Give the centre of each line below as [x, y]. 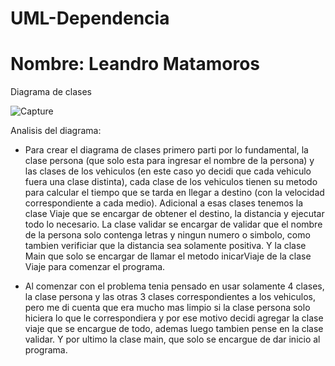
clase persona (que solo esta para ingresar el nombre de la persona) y [169, 161]
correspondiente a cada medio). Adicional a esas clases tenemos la [164, 203]
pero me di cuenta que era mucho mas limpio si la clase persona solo [167, 308]
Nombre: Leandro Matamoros [135, 64]
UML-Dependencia [90, 18]
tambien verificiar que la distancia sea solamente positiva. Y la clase [165, 246]
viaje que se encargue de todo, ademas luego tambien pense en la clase [174, 329]
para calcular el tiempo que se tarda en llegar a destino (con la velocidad [174, 193]
